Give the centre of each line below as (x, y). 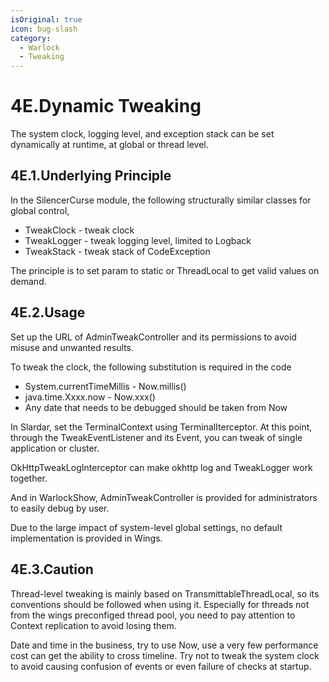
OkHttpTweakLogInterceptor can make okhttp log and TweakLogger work (161, 467)
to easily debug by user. (60, 508)
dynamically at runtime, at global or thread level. (109, 145)
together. (29, 478)
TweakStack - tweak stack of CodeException (117, 251)
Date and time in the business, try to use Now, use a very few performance (164, 645)
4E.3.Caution (52, 569)
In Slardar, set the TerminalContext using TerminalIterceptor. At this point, (161, 427)
